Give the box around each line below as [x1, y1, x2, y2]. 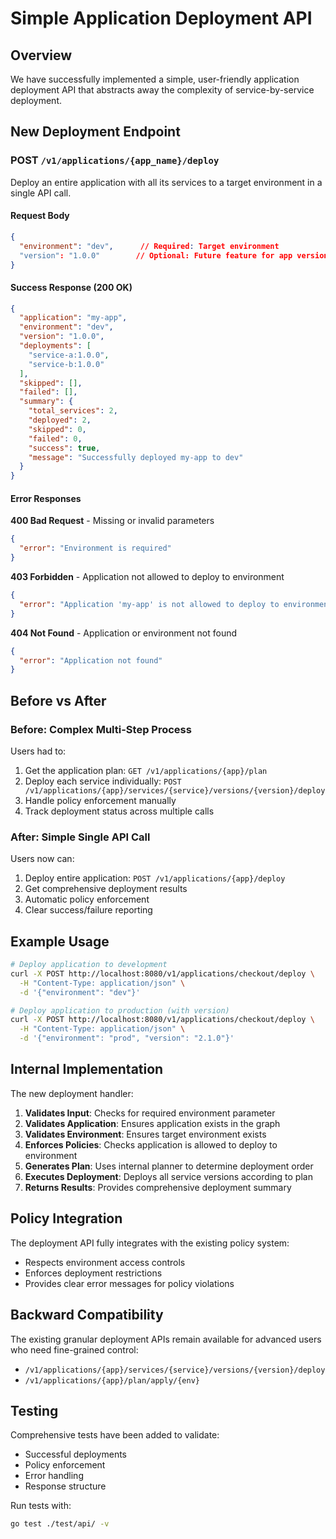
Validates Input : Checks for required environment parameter [24, 1107, 276, 1119]
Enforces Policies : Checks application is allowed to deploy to [24, 1138, 278, 1151]
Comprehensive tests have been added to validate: [10, 1429, 220, 1441]
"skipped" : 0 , [28, 424, 87, 434]
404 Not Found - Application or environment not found [10, 627, 237, 639]
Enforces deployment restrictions [24, 1267, 163, 1279]
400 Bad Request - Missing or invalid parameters [10, 515, 215, 527]
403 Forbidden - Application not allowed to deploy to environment [10, 571, 285, 583]
